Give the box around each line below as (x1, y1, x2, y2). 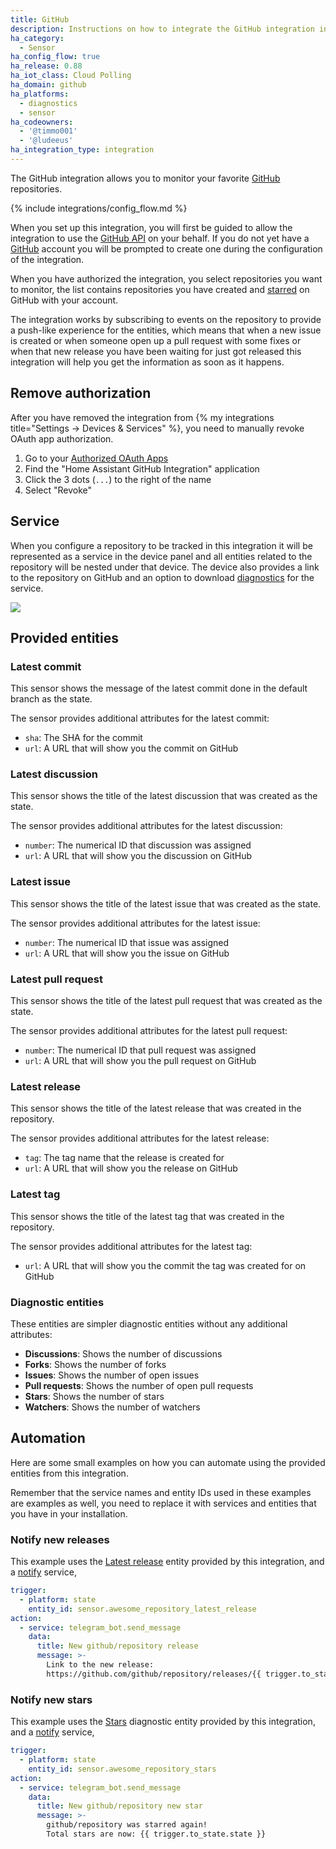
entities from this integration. (10, 1467, 129, 1479)
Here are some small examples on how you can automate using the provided (10, 1456, 326, 1468)
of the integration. (10, 253, 85, 265)
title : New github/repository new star (36, 1801, 203, 1811)
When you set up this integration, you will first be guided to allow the (10, 221, 293, 233)
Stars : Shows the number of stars (24, 1390, 165, 1402)
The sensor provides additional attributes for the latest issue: (10, 917, 261, 929)
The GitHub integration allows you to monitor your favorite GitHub (10, 172, 281, 184)
